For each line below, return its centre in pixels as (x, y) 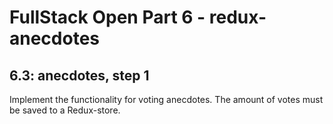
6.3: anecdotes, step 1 (79, 75)
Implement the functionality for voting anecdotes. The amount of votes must (166, 99)
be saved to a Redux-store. (65, 110)
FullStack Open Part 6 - (107, 17)
